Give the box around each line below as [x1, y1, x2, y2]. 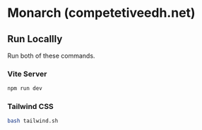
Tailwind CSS [7, 102, 54, 112]
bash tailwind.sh [7, 117, 59, 124]
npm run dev [7, 85, 42, 92]
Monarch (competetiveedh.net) [7, 5, 196, 21]
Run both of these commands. [7, 51, 95, 60]
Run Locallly [7, 33, 63, 45]
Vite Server [7, 69, 47, 79]
